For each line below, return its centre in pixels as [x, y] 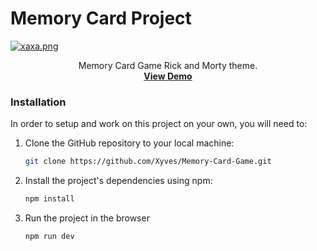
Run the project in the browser [87, 218]
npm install [49, 199]
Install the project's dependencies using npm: [118, 181]
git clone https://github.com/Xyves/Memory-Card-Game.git [148, 162]
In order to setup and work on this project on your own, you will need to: [159, 124]
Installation [38, 102]
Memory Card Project [101, 18]
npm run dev [49, 236]
